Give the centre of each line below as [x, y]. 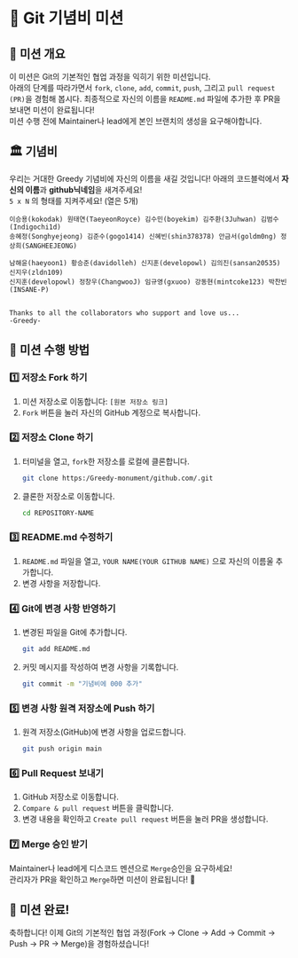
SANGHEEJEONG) [51, 246]
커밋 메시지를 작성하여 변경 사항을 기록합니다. [100, 667]
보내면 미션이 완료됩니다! [52, 110]
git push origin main [62, 749]
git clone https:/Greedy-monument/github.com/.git [118, 478]
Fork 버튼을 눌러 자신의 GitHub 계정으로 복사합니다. [111, 412]
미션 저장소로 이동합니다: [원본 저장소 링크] [95, 401]
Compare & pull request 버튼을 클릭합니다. [98, 808]
